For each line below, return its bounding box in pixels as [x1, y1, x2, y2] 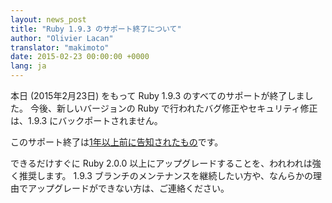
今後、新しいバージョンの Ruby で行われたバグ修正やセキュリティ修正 [29, 102, 318, 114]
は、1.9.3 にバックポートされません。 [10, 115, 163, 126]
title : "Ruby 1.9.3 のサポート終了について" [10, 24, 182, 34]
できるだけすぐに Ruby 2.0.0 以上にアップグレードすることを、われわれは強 [10, 157, 322, 169]
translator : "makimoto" [10, 42, 110, 53]
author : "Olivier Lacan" [10, 33, 114, 43]
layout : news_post [10, 14, 87, 25]
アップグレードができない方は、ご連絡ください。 [27, 182, 230, 194]
